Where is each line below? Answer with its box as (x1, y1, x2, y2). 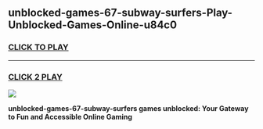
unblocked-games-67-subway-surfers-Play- (8, 6, 233, 20)
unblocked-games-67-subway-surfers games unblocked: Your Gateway (8, 103, 249, 113)
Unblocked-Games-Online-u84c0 (8, 19, 178, 32)
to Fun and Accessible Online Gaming (8, 112, 133, 121)
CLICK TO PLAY (8, 42, 69, 53)
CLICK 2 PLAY (8, 71, 63, 82)
